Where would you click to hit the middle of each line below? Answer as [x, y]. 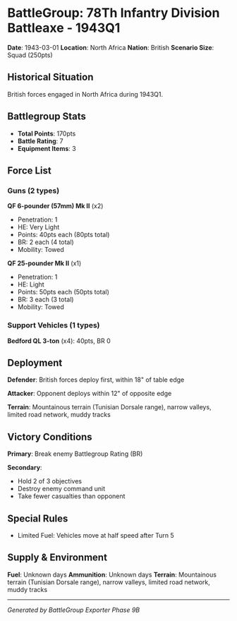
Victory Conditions [50, 436]
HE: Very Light [38, 227]
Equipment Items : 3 [47, 148]
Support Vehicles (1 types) [54, 325]
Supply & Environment [57, 558]
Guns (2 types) [34, 191]
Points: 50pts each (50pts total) [63, 292]
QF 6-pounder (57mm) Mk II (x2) [55, 206]
